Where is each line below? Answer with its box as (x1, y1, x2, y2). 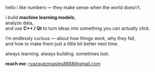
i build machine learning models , (5, 14, 76, 20)
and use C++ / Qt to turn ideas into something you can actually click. (5, 25, 150, 31)
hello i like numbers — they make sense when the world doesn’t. (5, 5, 141, 10)
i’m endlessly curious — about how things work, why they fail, (5, 35, 136, 41)
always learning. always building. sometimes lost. (5, 51, 109, 57)
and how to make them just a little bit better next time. (5, 41, 119, 47)
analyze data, (5, 20, 34, 26)
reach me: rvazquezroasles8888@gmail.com (5, 61, 101, 66)
